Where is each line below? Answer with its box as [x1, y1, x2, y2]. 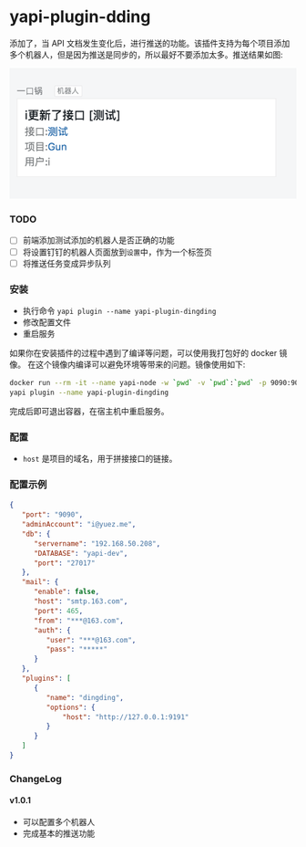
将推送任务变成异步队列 [22, 257, 111, 268]
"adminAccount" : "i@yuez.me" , [21, 520, 137, 529]
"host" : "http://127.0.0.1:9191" [62, 712, 189, 722]
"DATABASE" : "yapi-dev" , [33, 549, 128, 558]
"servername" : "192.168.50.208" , [33, 539, 161, 549]
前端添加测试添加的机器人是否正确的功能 [22, 235, 175, 246]
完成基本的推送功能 [22, 828, 96, 839]
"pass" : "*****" [46, 645, 107, 654]
